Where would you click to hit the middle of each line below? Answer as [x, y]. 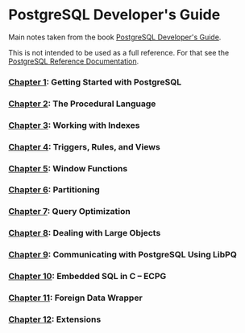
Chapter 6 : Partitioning [54, 190]
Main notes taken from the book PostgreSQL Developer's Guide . [115, 37]
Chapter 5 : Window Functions [68, 168]
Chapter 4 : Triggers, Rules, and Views [85, 146]
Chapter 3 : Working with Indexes [74, 125]
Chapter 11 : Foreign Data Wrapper [75, 298]
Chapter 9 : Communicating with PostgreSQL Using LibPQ [123, 255]
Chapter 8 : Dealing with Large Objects [85, 233]
